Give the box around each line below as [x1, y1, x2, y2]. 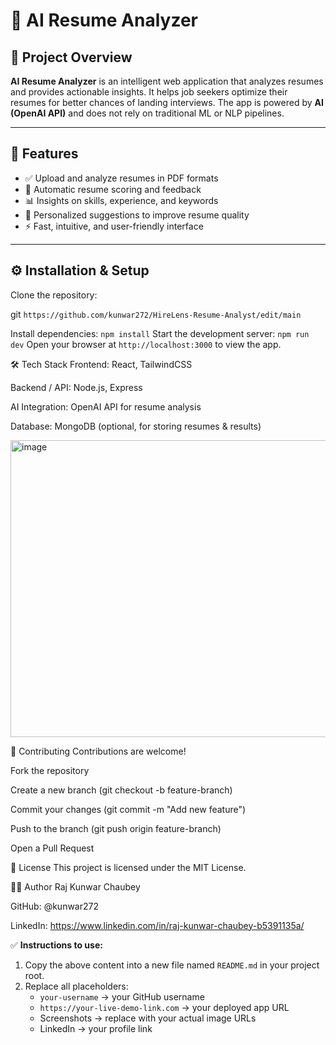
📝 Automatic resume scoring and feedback [24, 183, 202, 195]
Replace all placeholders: [24, 980, 129, 992]
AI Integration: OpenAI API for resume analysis [10, 400, 202, 413]
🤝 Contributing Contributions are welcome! [10, 745, 187, 757]
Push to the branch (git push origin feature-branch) [10, 822, 222, 834]
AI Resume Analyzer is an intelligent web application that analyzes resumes [10, 75, 324, 87]
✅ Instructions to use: [10, 939, 103, 951]
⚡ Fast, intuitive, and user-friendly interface [24, 220, 204, 232]
